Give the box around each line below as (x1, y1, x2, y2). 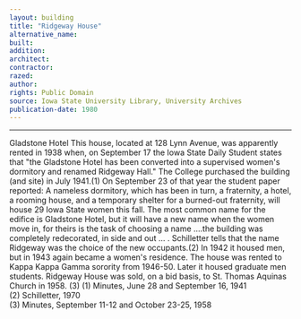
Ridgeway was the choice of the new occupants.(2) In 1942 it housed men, (9, 243, 285, 254)
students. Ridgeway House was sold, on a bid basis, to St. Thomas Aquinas (9, 271, 287, 282)
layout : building (9, 13, 74, 22)
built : (9, 38, 34, 47)
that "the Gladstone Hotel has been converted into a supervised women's (9, 157, 280, 168)
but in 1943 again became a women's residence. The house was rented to (9, 252, 282, 263)
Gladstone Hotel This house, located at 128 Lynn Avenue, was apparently (9, 138, 279, 149)
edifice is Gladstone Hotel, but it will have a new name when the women (9, 214, 275, 225)
